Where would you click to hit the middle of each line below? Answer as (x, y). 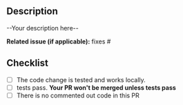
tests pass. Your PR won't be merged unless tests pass (96, 87)
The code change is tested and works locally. (81, 79)
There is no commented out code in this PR (78, 95)
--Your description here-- (42, 28)
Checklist (28, 63)
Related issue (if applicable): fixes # (59, 41)
